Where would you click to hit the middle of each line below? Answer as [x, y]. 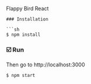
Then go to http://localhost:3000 [45, 65]
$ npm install [23, 35]
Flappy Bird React [27, 9]
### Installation [27, 19]
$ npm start [21, 76]
